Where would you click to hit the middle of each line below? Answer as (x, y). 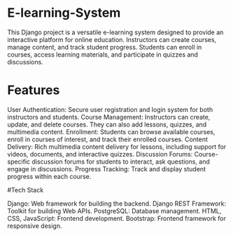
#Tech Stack (26, 189)
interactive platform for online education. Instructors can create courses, (112, 39)
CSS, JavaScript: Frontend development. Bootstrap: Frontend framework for (116, 218)
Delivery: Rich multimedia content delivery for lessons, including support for (117, 146)
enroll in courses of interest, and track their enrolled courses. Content (108, 139)
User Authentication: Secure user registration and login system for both (110, 109)
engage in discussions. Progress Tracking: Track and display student (107, 168)
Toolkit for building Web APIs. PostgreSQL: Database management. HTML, (114, 210)
